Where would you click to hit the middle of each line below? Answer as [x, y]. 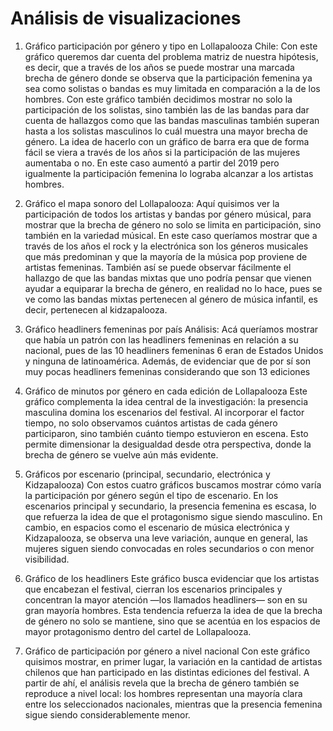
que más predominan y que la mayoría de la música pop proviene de [166, 256]
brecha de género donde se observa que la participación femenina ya [168, 78]
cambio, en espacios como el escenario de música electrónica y [157, 527]
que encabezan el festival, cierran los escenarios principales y [153, 589]
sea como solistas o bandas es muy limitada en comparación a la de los [172, 88]
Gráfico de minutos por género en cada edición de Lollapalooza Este [166, 391]
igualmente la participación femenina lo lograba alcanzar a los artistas [169, 173]
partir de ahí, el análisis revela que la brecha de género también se [162, 683]
